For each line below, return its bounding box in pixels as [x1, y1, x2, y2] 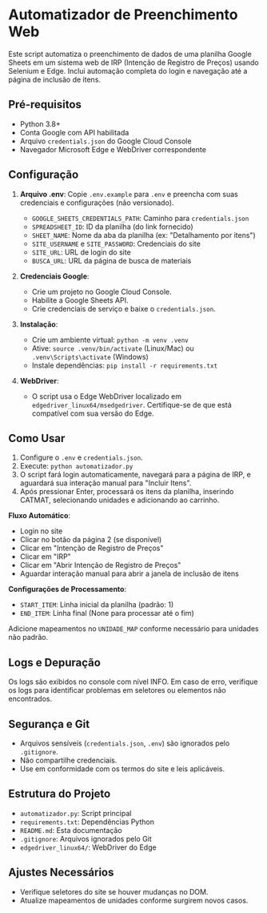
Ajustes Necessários [8, 866, 114, 879]
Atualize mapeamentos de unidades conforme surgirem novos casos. [19, 895, 249, 905]
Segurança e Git [8, 717, 90, 730]
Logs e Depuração [8, 655, 102, 670]
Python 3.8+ [19, 119, 62, 129]
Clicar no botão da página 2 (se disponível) [19, 535, 162, 545]
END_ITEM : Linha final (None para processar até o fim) [19, 609, 194, 618]
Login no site [19, 526, 63, 536]
